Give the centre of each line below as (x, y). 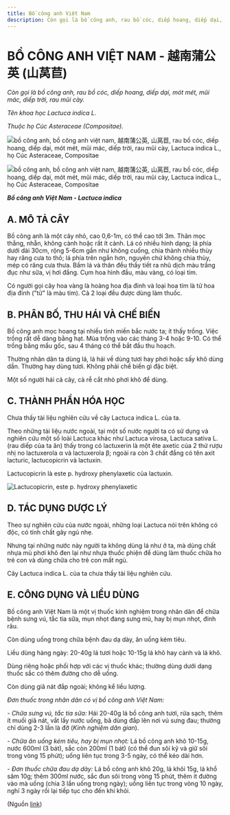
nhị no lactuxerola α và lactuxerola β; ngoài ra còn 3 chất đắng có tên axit (111, 453)
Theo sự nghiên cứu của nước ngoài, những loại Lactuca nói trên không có (113, 525)
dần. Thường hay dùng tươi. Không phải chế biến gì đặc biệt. (93, 366)
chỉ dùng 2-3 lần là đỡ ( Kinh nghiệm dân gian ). (73, 727)
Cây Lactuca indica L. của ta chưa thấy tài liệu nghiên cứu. (90, 573)
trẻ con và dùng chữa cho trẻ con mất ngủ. (68, 560)
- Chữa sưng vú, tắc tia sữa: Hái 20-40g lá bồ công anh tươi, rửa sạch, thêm (115, 713)
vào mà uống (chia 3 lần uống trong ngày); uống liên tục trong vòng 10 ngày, (115, 783)
